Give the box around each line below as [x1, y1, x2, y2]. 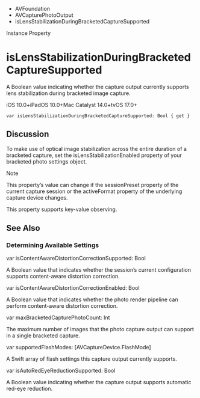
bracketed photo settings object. [6, 158, 87, 165]
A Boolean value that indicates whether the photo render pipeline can [6, 296, 179, 303]
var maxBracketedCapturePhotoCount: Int [6, 314, 110, 321]
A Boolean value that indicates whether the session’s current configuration [6, 266, 192, 274]
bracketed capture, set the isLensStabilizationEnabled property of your [6, 152, 183, 159]
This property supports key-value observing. [6, 206, 117, 213]
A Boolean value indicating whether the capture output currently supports [6, 83, 190, 90]
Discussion [6, 129, 49, 139]
